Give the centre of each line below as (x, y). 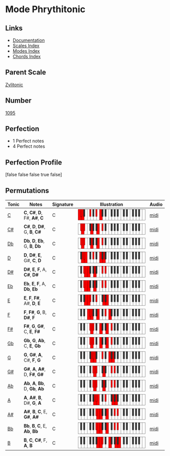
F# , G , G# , (34, 327)
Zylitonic (14, 84)
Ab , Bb (31, 431)
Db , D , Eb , (34, 241)
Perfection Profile (34, 162)
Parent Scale (26, 72)
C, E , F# (32, 332)
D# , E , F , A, (35, 269)
